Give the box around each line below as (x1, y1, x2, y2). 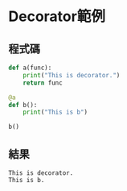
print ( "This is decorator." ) (23, 71, 121, 79)
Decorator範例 (8, 7, 106, 26)
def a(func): (8, 64, 52, 72)
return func (23, 78, 63, 87)
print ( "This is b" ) (23, 108, 88, 117)
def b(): (8, 101, 38, 109)
